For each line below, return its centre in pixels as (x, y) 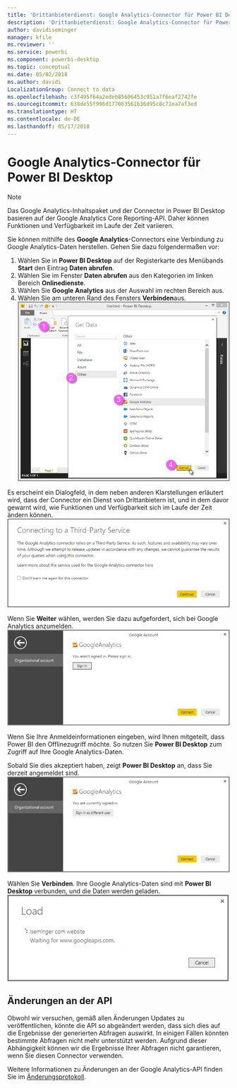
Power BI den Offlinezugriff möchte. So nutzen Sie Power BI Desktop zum (115, 744)
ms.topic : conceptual (39, 67)
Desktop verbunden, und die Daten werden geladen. (84, 891)
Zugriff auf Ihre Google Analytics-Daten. (66, 752)
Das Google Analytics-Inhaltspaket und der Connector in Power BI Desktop (116, 210)
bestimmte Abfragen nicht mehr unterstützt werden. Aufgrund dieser (107, 1040)
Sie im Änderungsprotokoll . (47, 1077)
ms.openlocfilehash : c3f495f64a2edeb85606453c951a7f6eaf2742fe (102, 97)
